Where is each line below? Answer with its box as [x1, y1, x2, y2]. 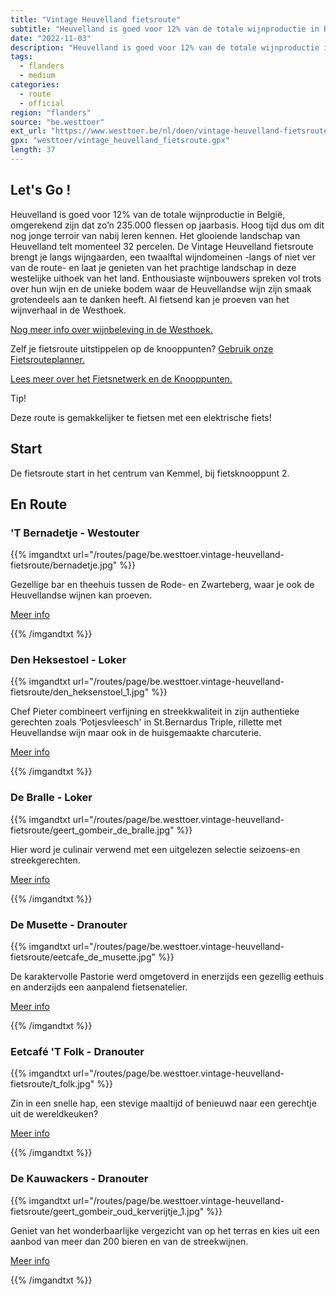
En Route [10, 496, 68, 513]
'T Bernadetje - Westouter [10, 526, 140, 540]
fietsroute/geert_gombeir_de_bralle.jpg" [10, 824, 175, 836]
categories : [10, 80, 60, 90]
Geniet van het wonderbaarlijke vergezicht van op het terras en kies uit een [10, 1224, 320, 1236]
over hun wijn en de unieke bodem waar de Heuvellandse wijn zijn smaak [10, 282, 312, 295]
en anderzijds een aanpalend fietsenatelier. [10, 981, 188, 993]
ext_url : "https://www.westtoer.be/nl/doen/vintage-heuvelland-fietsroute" [10, 126, 333, 136]
